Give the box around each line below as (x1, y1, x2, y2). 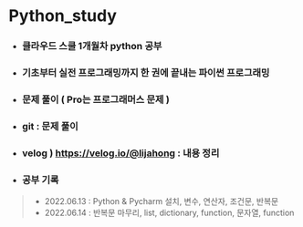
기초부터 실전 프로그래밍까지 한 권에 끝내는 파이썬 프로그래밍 (21, 67, 270, 79)
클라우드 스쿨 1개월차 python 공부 (21, 40, 162, 53)
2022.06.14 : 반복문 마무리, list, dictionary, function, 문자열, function (44, 207, 295, 219)
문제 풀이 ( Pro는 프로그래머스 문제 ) (21, 93, 170, 106)
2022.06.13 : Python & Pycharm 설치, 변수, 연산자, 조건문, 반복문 (44, 196, 279, 207)
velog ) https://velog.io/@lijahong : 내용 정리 (21, 147, 220, 160)
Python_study (8, 5, 118, 26)
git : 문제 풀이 (21, 119, 78, 132)
